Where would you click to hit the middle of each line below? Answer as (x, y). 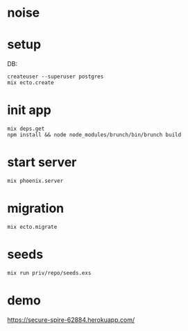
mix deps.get (26, 129)
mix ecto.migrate (32, 227)
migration (36, 208)
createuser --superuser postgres (55, 77)
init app (29, 110)
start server (42, 162)
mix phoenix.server (35, 181)
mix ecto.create (31, 83)
